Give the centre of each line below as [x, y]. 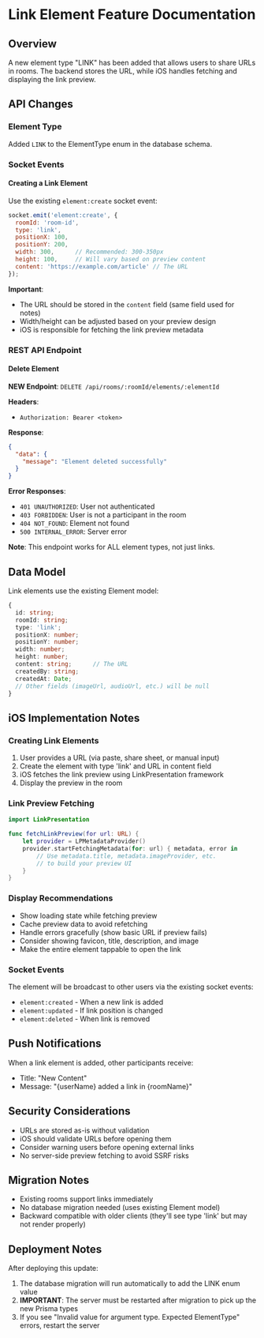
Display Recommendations [61, 898]
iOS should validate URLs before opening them [95, 1138]
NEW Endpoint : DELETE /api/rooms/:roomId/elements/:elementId [114, 386]
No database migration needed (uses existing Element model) [120, 1208]
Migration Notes [48, 1180]
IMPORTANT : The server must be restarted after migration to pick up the [138, 1300]
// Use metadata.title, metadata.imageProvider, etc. [126, 856]
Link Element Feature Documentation [132, 15]
